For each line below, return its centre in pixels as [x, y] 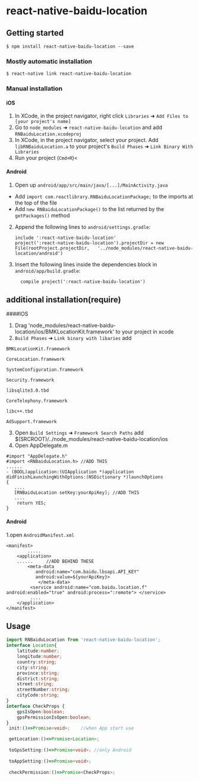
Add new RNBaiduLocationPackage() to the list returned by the [89, 209]
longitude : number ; [40, 657]
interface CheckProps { [36, 706]
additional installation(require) [64, 300]
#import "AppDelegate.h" [37, 456]
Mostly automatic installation [49, 61]
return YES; [31, 503]
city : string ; [33, 667]
